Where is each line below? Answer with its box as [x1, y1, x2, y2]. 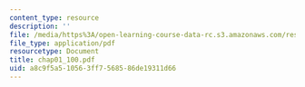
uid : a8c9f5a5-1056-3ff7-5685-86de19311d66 [9, 64, 177, 73]
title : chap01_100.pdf [9, 55, 95, 64]
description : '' [9, 22, 71, 31]
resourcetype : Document [9, 47, 100, 56]
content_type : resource [9, 13, 100, 23]
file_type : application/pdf [9, 38, 116, 48]
